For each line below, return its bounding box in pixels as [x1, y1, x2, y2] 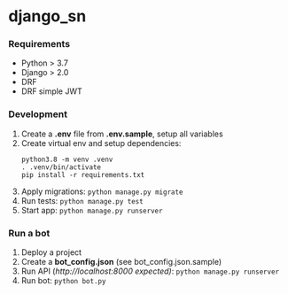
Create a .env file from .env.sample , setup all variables [20, 128, 223, 139]
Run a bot [8, 227, 51, 239]
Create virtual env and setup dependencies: [20, 137, 182, 148]
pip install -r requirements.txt [20, 170, 145, 179]
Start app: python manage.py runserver [20, 205, 163, 215]
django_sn [8, 6, 87, 27]
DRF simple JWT [20, 86, 83, 97]
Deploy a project [20, 247, 82, 258]
